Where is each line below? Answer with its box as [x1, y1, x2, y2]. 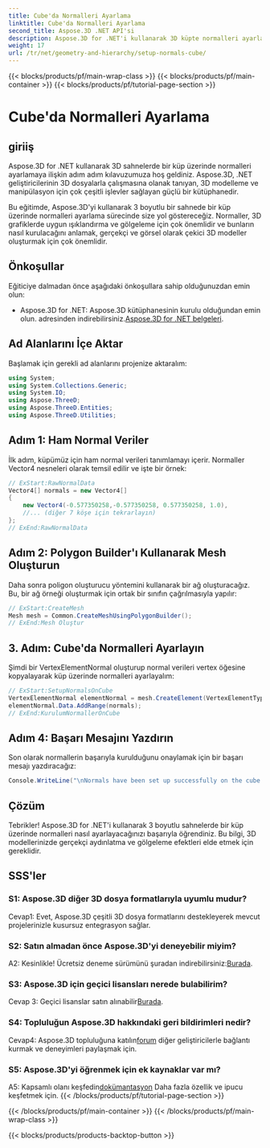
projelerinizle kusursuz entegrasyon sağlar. [8, 920, 151, 929]
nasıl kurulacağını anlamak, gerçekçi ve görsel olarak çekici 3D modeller [8, 228, 247, 237]
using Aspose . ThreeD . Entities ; [8, 404, 113, 412]
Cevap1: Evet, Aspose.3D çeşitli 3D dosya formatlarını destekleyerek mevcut [8, 912, 260, 921]
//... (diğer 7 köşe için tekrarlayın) [22, 509, 157, 517]
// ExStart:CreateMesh [8, 604, 84, 612]
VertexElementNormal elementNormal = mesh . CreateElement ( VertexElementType [8, 694, 268, 702]
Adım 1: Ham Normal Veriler [8, 433, 149, 447]
